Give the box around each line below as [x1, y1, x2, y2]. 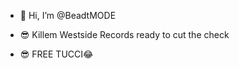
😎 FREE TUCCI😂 [19, 48, 94, 60]
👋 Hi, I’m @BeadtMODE [19, 10, 117, 21]
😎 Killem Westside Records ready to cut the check [19, 29, 230, 40]
